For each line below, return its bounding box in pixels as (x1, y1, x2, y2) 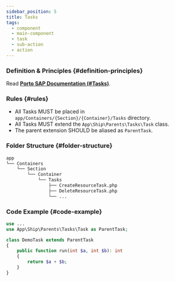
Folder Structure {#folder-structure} (6, 142, 113, 150)
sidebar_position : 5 (6, 8, 57, 15)
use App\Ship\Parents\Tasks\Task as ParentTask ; (6, 226, 128, 232)
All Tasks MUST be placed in (14, 108, 85, 115)
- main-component (11, 31, 54, 37)
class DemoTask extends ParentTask (6, 237, 94, 243)
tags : (6, 19, 20, 25)
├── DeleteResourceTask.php (48, 188, 118, 194)
